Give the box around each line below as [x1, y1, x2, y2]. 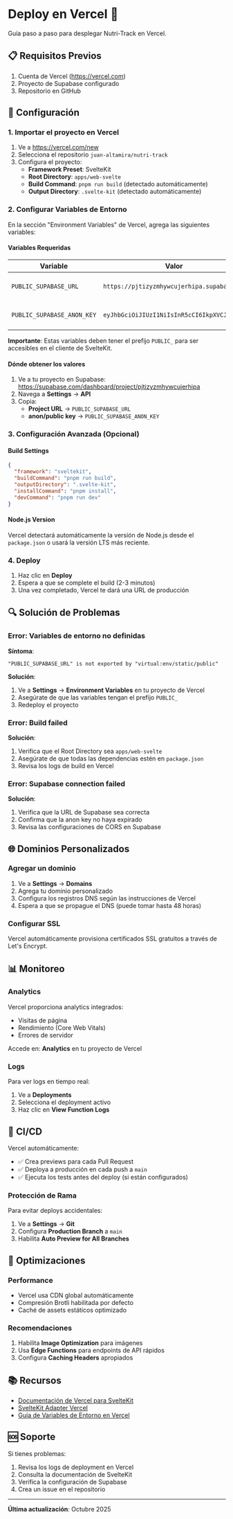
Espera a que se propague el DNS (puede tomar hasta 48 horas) [17, 901, 202, 909]
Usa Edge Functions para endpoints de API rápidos [17, 1347, 165, 1355]
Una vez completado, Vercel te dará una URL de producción [17, 585, 189, 594]
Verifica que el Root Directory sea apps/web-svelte [17, 747, 162, 755]
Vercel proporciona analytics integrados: [8, 1002, 124, 1011]
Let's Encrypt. [8, 942, 48, 950]
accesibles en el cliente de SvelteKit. [8, 344, 113, 352]
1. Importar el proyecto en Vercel [8, 127, 120, 137]
